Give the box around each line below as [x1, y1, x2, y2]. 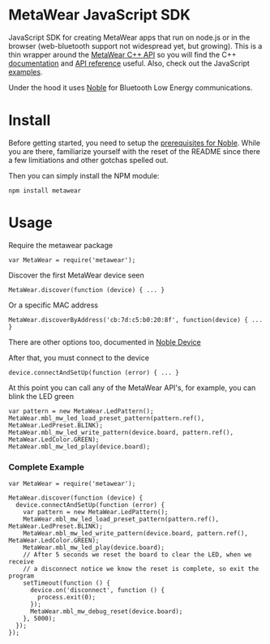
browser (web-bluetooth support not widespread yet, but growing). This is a [8, 41, 263, 50]
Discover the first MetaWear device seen [8, 270, 144, 280]
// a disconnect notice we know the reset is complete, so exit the [23, 565, 259, 573]
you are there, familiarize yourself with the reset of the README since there [8, 146, 261, 156]
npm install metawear [8, 187, 82, 195]
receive [8, 558, 35, 566]
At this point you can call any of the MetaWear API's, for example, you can [8, 383, 256, 393]
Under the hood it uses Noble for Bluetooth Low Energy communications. [8, 83, 253, 92]
